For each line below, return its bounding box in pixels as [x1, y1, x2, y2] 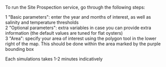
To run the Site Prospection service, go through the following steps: [5, 5, 145, 10]
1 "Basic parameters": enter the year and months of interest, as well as [5, 14, 151, 20]
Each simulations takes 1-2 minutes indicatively [5, 56, 103, 62]
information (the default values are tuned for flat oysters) [5, 30, 123, 36]
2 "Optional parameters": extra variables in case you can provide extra [5, 25, 151, 31]
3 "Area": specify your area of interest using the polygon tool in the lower [5, 35, 157, 41]
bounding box [5, 46, 34, 52]
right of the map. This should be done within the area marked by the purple [5, 41, 161, 47]
